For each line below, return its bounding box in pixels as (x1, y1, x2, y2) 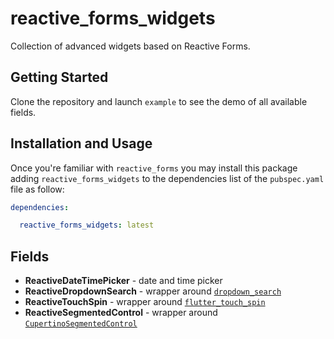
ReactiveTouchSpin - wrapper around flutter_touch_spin (24, 296, 266, 308)
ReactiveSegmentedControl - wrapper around (24, 307, 218, 319)
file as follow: (10, 183, 65, 195)
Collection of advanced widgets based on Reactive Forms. (10, 40, 251, 52)
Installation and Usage (10, 135, 153, 152)
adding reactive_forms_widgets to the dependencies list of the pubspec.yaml (10, 172, 325, 184)
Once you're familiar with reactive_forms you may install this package (10, 162, 298, 174)
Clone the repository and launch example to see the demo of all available (10, 95, 308, 107)
